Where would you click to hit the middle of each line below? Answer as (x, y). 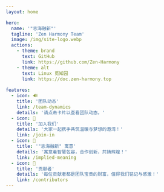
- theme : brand (36, 51)
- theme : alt (33, 68)
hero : (12, 23)
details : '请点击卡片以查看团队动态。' (61, 112)
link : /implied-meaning (47, 158)
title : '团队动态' (38, 101)
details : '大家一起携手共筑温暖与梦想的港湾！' (70, 130)
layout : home (22, 12)
